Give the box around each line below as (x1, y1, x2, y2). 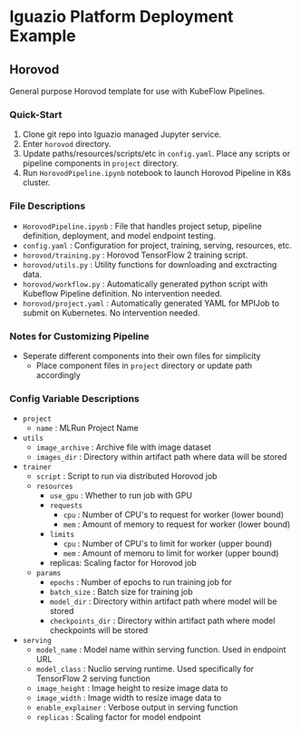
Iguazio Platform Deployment (9, 6, 234, 27)
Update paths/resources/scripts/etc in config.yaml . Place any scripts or (22, 148, 291, 160)
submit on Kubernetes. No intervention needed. (22, 307, 200, 318)
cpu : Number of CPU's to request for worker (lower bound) (63, 510, 284, 521)
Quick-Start (9, 108, 63, 121)
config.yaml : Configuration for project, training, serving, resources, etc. (22, 239, 293, 250)
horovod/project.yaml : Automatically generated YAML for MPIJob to (22, 297, 279, 308)
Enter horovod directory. (22, 139, 112, 150)
